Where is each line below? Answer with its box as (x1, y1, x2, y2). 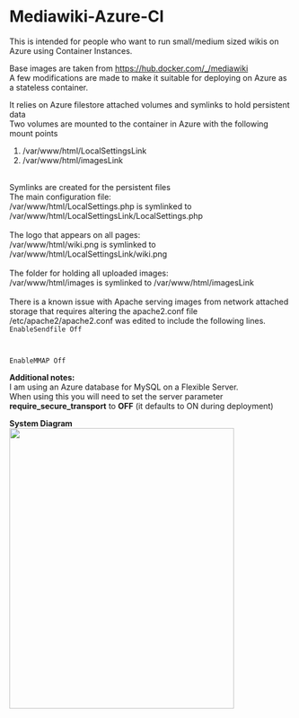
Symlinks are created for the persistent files (9, 181, 171, 192)
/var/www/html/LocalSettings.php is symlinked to (9, 200, 192, 212)
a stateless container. (9, 82, 88, 92)
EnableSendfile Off (9, 325, 83, 334)
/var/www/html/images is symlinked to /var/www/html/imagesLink (9, 276, 254, 288)
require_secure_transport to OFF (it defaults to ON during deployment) (9, 400, 274, 411)
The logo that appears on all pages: (9, 229, 141, 240)
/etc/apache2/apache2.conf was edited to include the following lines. (9, 315, 267, 326)
